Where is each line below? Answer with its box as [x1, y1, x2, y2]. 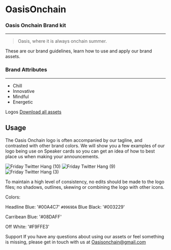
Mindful [12, 93, 29, 99]
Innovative [12, 88, 35, 94]
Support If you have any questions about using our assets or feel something [5, 233, 164, 239]
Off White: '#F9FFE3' [5, 223, 50, 230]
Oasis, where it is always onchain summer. [17, 38, 107, 44]
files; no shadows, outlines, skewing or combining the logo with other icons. [5, 184, 164, 190]
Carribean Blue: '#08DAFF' [5, 213, 62, 220]
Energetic [12, 98, 33, 105]
